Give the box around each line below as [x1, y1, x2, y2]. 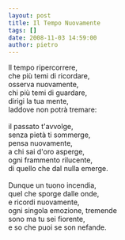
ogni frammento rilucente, [8, 155, 93, 165]
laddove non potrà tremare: [8, 105, 97, 115]
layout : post [8, 11, 51, 20]
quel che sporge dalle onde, [8, 189, 100, 199]
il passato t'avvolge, [8, 122, 74, 131]
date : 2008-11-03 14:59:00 [8, 33, 97, 42]
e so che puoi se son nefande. [8, 223, 107, 232]
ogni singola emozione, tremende [8, 206, 117, 215]
